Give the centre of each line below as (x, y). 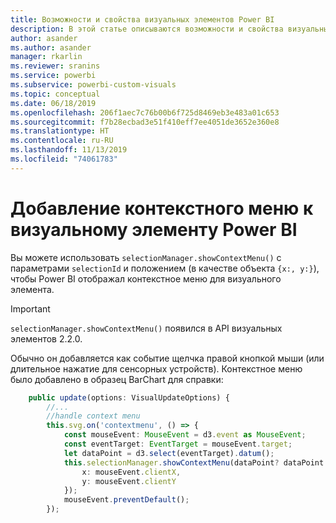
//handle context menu (93, 416)
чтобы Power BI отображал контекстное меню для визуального (146, 278)
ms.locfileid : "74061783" (64, 159)
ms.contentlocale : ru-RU (62, 141)
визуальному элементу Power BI (154, 229)
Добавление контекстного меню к (162, 208)
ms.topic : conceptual (55, 94)
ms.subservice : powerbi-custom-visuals (93, 85)
